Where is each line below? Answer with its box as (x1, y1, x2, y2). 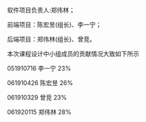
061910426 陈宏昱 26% (7, 79, 73, 87)
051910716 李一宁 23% (7, 64, 71, 72)
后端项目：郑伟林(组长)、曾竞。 (7, 35, 96, 43)
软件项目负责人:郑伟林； (7, 6, 75, 14)
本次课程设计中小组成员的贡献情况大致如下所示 (7, 50, 139, 58)
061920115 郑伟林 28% (7, 108, 72, 116)
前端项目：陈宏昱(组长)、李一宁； (7, 21, 102, 29)
